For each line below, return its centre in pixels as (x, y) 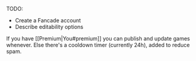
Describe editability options (49, 27)
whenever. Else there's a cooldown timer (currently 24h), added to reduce (98, 45)
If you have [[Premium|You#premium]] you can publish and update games (98, 38)
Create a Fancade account (48, 20)
